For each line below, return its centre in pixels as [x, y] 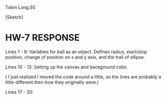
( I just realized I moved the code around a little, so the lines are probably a [83, 77]
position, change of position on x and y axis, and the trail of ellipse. [75, 57]
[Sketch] [14, 17]
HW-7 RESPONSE [43, 38]
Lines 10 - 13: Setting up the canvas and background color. [67, 67]
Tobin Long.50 [20, 7]
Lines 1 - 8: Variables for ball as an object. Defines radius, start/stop [76, 52]
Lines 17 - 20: [20, 92]
